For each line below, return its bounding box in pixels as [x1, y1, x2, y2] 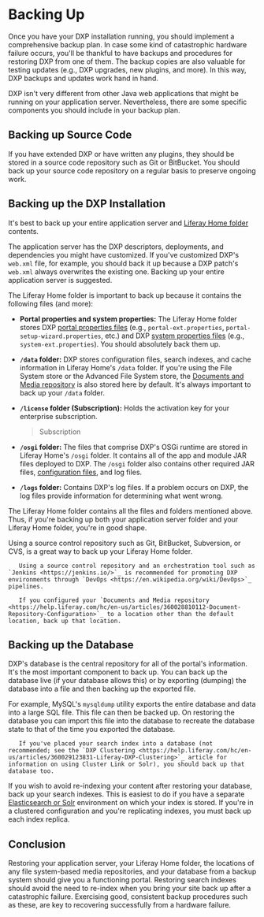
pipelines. [8, 582, 44, 590]
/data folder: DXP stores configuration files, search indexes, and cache [19, 355, 251, 364]
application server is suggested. [8, 275, 113, 284]
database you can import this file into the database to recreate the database [8, 716, 255, 726]
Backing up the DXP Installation [8, 197, 165, 210]
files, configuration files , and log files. [19, 467, 143, 477]
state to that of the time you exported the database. [8, 725, 176, 734]
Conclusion [8, 837, 66, 851]
